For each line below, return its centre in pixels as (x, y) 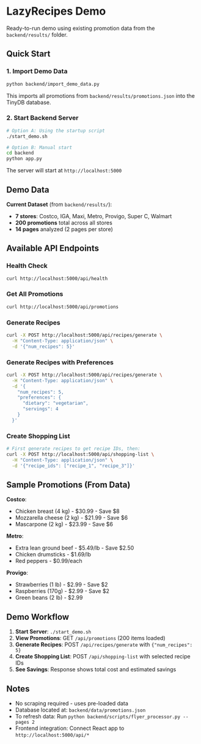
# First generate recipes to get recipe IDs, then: (73, 449)
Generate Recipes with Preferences (60, 362)
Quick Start (28, 54)
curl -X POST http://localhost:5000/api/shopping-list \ (80, 454)
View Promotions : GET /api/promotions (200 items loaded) (90, 638)
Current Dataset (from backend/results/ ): (59, 204)
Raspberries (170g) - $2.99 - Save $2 (62, 591)
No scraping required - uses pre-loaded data (71, 704)
